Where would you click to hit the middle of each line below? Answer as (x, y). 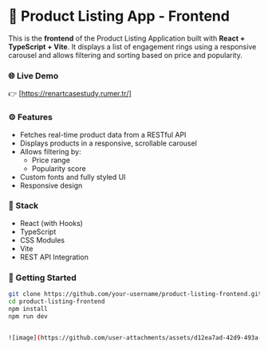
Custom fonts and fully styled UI (73, 177)
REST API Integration (54, 257)
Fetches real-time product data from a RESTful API (103, 134)
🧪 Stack (24, 206)
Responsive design (51, 185)
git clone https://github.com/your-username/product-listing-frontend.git (135, 294)
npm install (28, 309)
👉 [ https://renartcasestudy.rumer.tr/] (70, 94)
